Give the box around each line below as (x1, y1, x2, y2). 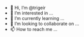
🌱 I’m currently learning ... (10, 15, 65, 21)
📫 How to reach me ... (10, 26, 58, 32)
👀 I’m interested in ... (10, 10, 53, 16)
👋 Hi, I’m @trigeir (10, 5, 46, 10)
